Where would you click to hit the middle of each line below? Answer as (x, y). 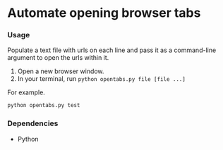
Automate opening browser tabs (104, 13)
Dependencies (33, 123)
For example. (26, 92)
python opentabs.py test (44, 106)
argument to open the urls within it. (58, 58)
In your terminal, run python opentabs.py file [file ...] (101, 79)
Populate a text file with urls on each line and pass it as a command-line (112, 50)
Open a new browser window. (61, 71)
